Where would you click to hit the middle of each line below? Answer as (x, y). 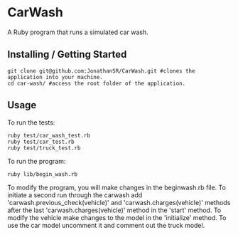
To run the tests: (31, 122)
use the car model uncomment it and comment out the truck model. (106, 225)
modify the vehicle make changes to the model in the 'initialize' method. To (117, 217)
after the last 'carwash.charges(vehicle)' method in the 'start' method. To (114, 210)
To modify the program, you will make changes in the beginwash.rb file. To (117, 187)
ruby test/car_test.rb (41, 142)
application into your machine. (55, 77)
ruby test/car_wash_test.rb (49, 135)
